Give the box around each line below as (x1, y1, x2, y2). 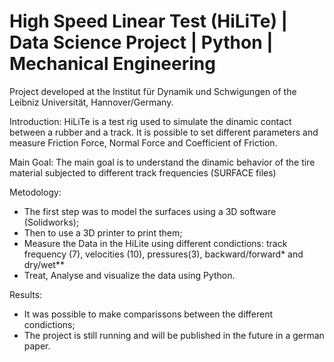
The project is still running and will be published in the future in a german (23, 329, 325, 341)
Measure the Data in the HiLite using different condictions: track (23, 237, 288, 249)
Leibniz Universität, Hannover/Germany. (9, 96, 174, 108)
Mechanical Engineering (9, 53, 216, 75)
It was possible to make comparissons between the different (23, 308, 274, 320)
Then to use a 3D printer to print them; (23, 226, 183, 239)
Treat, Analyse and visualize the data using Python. (23, 269, 236, 281)
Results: (9, 288, 43, 300)
